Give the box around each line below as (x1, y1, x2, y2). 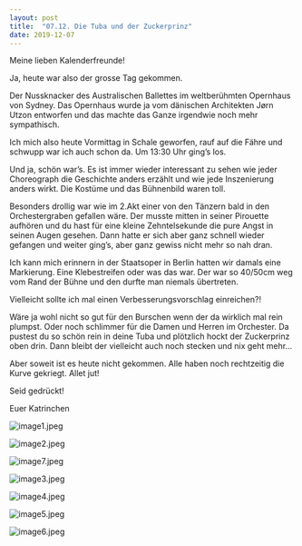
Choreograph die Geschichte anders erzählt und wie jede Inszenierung (9, 174, 274, 184)
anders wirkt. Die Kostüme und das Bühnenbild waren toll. (9, 184, 226, 194)
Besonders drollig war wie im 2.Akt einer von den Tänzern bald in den (9, 201, 270, 212)
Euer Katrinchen (9, 403, 70, 414)
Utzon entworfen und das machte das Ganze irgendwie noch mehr (9, 110, 258, 121)
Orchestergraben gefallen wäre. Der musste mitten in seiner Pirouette (9, 211, 269, 222)
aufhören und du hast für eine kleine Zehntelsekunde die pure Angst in (9, 220, 274, 232)
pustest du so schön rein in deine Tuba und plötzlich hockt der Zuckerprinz (9, 331, 290, 342)
